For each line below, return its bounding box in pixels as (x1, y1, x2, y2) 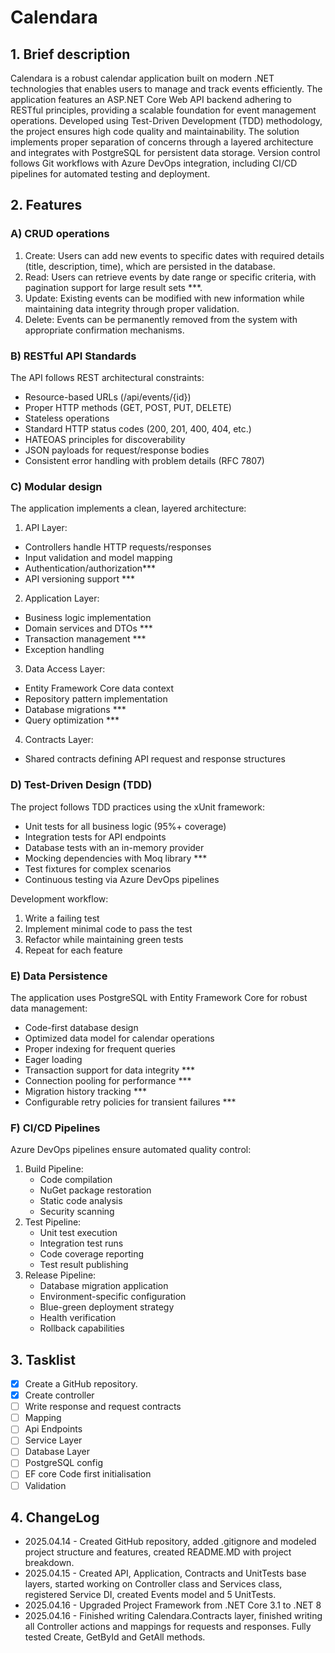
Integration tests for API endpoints (24, 831, 167, 843)
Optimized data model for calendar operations (24, 1032, 215, 1044)
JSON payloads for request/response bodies (24, 444, 210, 456)
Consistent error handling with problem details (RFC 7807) (24, 454, 265, 466)
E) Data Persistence (10, 969, 108, 983)
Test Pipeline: (24, 1216, 82, 1228)
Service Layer (24, 1434, 83, 1446)
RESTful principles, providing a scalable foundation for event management (10, 104, 317, 116)
